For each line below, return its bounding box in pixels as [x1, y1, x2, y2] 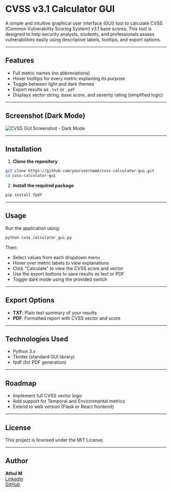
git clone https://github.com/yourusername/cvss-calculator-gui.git [5, 168, 155, 174]
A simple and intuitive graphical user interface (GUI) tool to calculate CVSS [5, 20, 163, 26]
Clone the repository [12, 158, 58, 165]
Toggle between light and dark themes [12, 81, 95, 87]
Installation [5, 144, 42, 153]
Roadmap [5, 379, 37, 388]
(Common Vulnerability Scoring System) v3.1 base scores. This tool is [5, 25, 152, 31]
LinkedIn [5, 476, 24, 482]
